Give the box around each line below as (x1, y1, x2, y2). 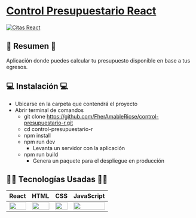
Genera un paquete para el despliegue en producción (32, 157, 165, 164)
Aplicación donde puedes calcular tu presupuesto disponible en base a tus (6, 57, 191, 64)
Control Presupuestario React (6, 4, 157, 18)
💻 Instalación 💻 (6, 82, 69, 92)
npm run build (23, 151, 59, 158)
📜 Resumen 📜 (6, 41, 57, 51)
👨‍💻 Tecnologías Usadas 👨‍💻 (6, 174, 108, 184)
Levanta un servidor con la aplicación (32, 144, 125, 151)
